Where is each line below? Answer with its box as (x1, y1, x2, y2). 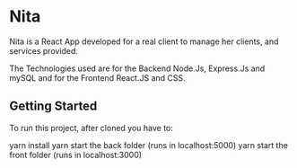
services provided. (9, 45, 79, 56)
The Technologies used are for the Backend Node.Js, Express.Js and (9, 63, 266, 74)
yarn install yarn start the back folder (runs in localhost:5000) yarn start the (9, 139, 289, 150)
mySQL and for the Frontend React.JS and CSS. (9, 72, 186, 83)
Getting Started (9, 99, 98, 114)
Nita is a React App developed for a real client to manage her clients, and (9, 36, 279, 47)
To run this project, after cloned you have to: (9, 122, 173, 133)
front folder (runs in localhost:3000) (9, 149, 142, 160)
